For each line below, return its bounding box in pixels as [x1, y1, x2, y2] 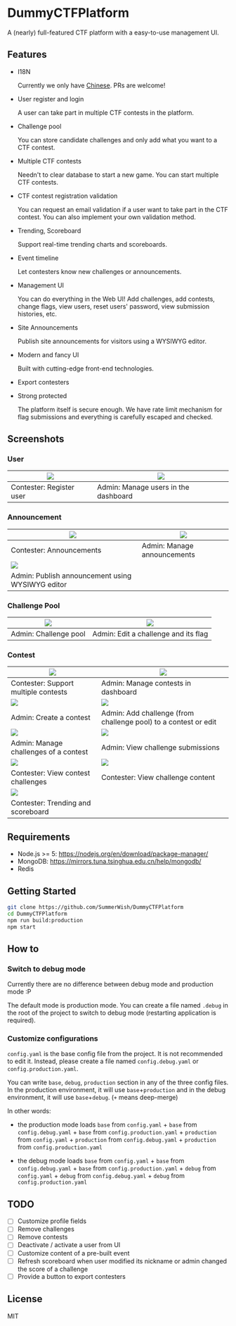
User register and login [17, 94, 84, 103]
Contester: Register [11, 483, 75, 492]
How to [7, 943, 39, 955]
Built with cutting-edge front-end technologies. [17, 364, 155, 373]
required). [7, 1016, 37, 1024]
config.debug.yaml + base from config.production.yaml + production [17, 1128, 217, 1136]
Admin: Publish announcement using [11, 571, 132, 581]
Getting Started [7, 885, 77, 897]
